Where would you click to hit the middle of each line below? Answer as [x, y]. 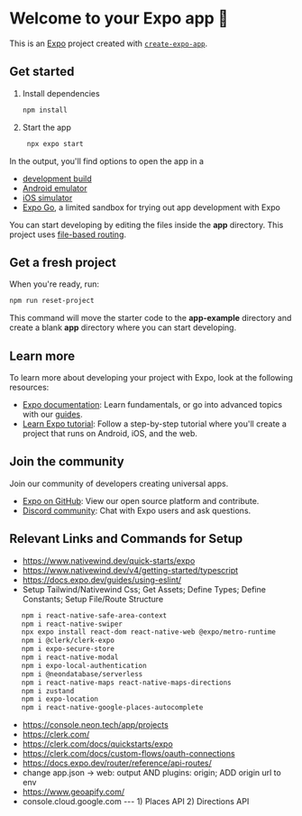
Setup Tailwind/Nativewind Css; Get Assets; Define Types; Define [144, 589]
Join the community [67, 462]
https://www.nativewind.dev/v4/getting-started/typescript [130, 570]
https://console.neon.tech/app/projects [95, 725]
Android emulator [55, 188]
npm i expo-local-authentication [84, 665]
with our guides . [52, 414]
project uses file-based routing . [68, 234]
